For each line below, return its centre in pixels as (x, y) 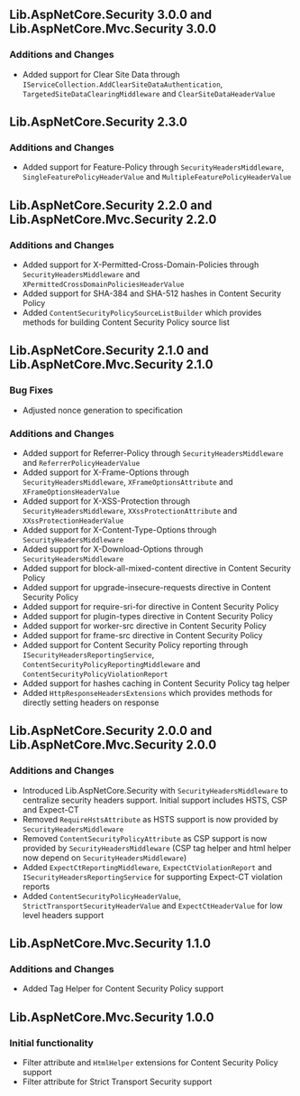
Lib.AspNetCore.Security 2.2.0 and (111, 205)
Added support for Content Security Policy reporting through (135, 646)
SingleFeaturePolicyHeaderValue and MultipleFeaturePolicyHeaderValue (157, 177)
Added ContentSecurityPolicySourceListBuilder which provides (142, 313)
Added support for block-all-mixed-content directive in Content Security (156, 569)
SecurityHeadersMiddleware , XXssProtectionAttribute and (130, 511)
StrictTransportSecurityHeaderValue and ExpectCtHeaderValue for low (153, 906)
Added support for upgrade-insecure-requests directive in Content (146, 588)
